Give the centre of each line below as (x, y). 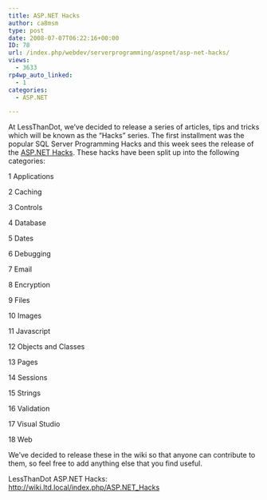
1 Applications (31, 177)
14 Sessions (28, 378)
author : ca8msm (33, 23)
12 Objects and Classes (47, 347)
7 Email (20, 269)
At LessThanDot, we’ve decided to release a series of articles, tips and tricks (134, 127)
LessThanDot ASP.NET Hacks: (58, 479)
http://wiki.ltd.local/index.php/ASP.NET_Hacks (84, 487)
